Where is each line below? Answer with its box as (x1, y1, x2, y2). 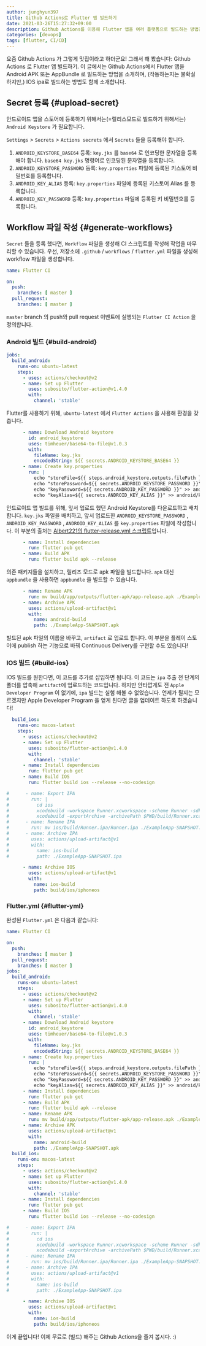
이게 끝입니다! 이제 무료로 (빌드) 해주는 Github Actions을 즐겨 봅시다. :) (6, 1333, 177, 1340)
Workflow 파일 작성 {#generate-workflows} (6, 222, 174, 233)
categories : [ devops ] (6, 32, 62, 38)
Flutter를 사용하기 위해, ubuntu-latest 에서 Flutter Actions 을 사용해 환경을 (6, 409, 193, 417)
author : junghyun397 (6, 9, 59, 15)
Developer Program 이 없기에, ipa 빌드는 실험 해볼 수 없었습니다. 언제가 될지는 (6, 689, 193, 696)
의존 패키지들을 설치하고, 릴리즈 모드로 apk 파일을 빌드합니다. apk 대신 (6, 568, 174, 575)
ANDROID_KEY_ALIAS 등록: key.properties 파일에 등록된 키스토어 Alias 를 (15, 179, 189, 187)
